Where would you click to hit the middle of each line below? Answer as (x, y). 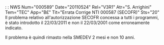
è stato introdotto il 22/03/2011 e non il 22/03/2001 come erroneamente (77, 22)
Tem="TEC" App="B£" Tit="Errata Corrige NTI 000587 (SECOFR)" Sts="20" (82, 12)
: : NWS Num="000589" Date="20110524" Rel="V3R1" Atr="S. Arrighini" (78, 7)
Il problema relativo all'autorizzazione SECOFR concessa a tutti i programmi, (82, 17)
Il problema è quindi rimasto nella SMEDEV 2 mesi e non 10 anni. (70, 37)
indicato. (14, 28)
